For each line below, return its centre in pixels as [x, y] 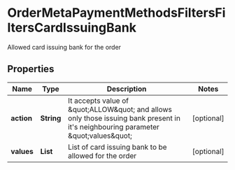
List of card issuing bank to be [117, 147]
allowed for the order [102, 155]
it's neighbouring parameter [113, 127]
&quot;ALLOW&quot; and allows [120, 109]
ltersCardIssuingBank [72, 28]
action [22, 118]
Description [127, 89]
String [51, 118]
